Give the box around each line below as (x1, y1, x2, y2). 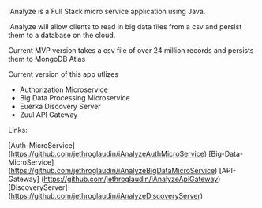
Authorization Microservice (19, 85, 108, 94)
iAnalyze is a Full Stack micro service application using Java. (8, 7, 206, 16)
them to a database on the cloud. (8, 31, 116, 40)
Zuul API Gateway (19, 110, 78, 119)
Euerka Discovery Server (19, 102, 101, 111)
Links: (8, 126, 28, 134)
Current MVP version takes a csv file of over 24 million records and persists (8, 46, 254, 55)
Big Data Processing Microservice (19, 93, 130, 102)
